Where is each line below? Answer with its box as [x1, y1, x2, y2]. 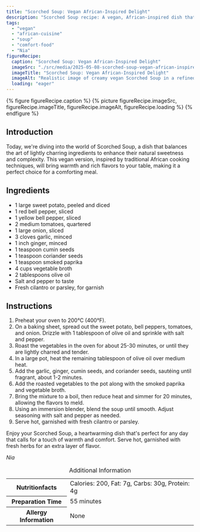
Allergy [26, 508, 48, 516]
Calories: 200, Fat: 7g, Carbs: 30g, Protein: [70, 480, 190, 488]
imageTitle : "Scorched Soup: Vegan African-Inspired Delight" [11, 70, 169, 76]
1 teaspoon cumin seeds [14, 246, 74, 253]
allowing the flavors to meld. [14, 399, 85, 406]
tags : [6, 20, 20, 26]
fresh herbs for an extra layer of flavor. [6, 443, 101, 450]
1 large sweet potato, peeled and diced [14, 201, 110, 209]
